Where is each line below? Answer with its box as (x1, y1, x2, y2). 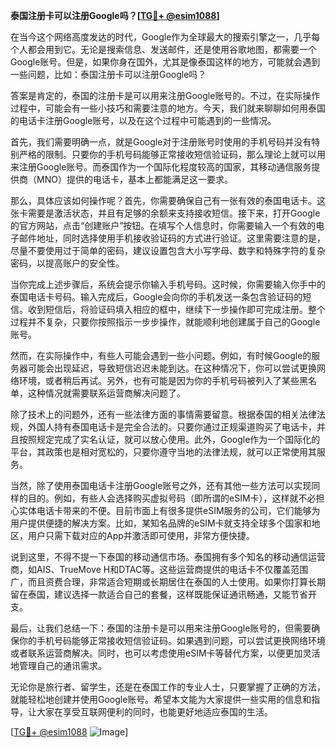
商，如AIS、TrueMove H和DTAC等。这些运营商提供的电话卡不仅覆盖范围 (10, 564, 309, 575)
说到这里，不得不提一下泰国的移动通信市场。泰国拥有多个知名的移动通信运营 (10, 551, 326, 563)
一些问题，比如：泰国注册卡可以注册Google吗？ (10, 69, 207, 80)
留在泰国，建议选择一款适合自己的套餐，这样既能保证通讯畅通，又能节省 (10, 589, 308, 600)
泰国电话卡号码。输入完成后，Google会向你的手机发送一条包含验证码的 (10, 291, 303, 303)
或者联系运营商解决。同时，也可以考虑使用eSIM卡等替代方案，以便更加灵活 (10, 647, 321, 659)
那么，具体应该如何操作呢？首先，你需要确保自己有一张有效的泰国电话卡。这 (10, 195, 326, 206)
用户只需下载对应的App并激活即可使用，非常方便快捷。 (27, 530, 255, 541)
